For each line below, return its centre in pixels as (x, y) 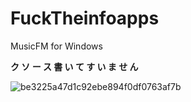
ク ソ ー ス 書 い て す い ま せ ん (74, 66)
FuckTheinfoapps (85, 18)
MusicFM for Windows (56, 46)
